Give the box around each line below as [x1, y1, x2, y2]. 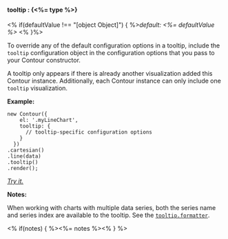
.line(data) [7, 153, 41, 160]
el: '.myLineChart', [19, 117, 79, 124]
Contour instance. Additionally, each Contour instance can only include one [7, 76, 222, 85]
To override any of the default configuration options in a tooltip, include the [7, 41, 220, 50]
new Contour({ [7, 111, 48, 118]
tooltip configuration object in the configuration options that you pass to [7, 49, 215, 57]
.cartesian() [7, 147, 45, 154]
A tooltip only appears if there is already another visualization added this [7, 70, 213, 78]
